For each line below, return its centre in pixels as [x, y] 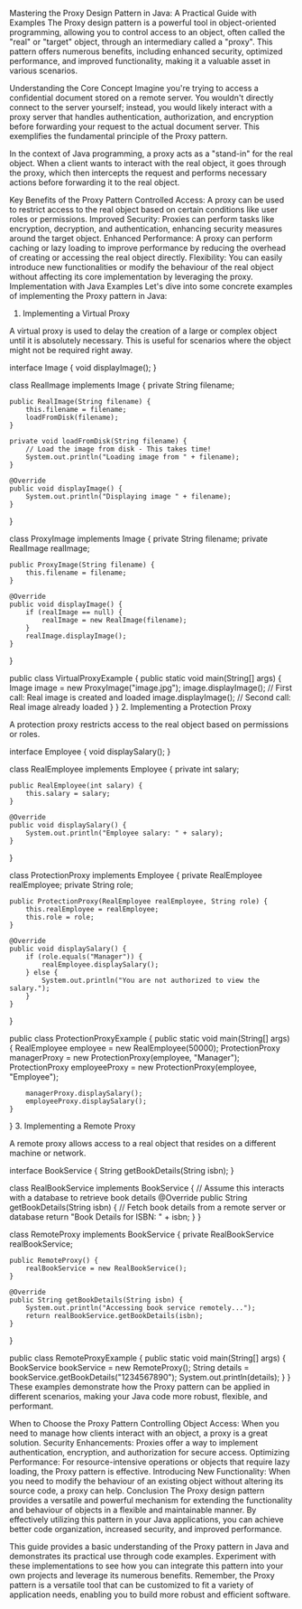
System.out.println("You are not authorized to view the [151, 980]
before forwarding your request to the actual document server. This [134, 126]
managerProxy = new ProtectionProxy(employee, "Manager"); [125, 1057]
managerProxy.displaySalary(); [84, 1093]
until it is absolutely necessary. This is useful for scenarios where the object [150, 341]
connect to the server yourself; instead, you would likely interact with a [141, 107]
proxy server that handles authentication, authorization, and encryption [142, 117]
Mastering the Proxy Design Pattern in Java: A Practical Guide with [133, 13]
